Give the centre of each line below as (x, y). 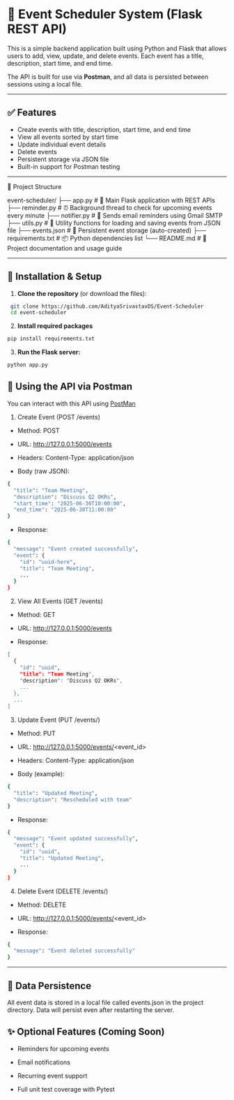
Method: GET (36, 615)
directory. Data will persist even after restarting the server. (91, 1010)
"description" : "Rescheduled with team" (73, 800)
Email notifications (44, 1062)
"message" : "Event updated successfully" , (76, 839)
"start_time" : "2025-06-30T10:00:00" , (70, 503)
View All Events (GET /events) (60, 601)
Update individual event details (62, 144)
